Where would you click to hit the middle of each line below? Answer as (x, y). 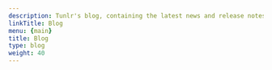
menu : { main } (30, 31)
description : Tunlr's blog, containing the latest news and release (126, 16)
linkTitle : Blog (36, 23)
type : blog (27, 46)
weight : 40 (27, 53)
